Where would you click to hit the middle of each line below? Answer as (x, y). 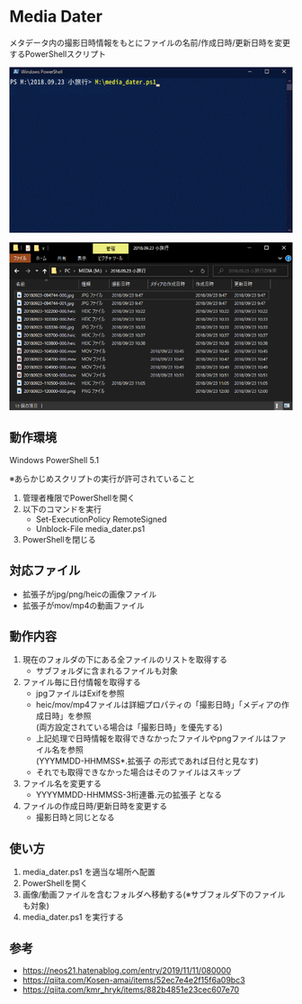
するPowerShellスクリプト (58, 54)
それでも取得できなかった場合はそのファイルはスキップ (138, 772)
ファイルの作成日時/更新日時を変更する (95, 806)
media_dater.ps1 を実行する (73, 917)
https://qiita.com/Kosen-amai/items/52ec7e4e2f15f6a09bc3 (133, 980)
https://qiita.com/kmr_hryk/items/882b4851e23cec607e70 (131, 990)
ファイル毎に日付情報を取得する (81, 682)
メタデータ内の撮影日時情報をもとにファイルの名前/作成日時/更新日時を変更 (150, 42)
